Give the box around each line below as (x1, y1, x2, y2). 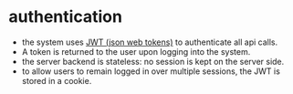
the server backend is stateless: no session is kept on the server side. (21, 56, 285, 67)
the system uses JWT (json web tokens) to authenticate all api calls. (21, 37, 278, 47)
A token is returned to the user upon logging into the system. (21, 46, 251, 57)
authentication (8, 6, 122, 27)
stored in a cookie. (21, 75, 92, 86)
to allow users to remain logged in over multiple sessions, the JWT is (21, 66, 280, 77)
